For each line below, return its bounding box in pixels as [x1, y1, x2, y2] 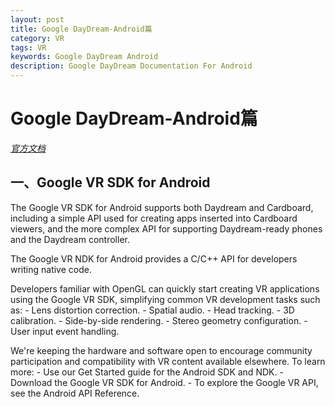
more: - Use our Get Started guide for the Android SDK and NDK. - [10, 366, 284, 378]
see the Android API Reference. [10, 387, 140, 399]
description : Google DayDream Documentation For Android [10, 61, 253, 71]
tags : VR [10, 42, 47, 53]
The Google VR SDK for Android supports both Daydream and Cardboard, [10, 201, 314, 213]
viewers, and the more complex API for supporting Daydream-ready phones [10, 222, 323, 235]
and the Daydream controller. [10, 233, 130, 245]
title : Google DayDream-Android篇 [10, 24, 153, 34]
